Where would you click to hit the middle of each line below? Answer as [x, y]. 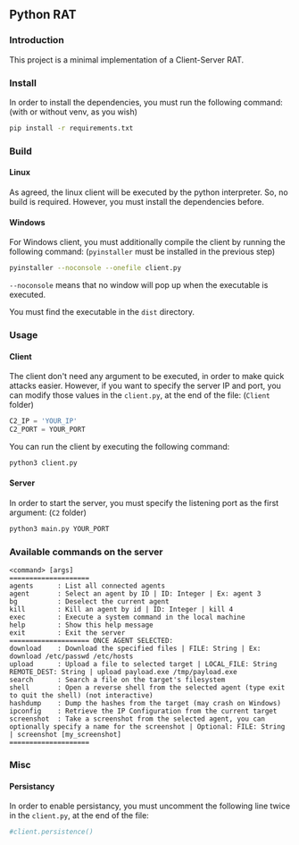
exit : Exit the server [67, 633]
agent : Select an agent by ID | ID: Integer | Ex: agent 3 [135, 594]
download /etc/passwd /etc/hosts [71, 656]
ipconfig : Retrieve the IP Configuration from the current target [143, 711]
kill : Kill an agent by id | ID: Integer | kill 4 [121, 610]
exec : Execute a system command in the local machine [127, 617]
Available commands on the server [86, 552]
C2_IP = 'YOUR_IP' [43, 421]
